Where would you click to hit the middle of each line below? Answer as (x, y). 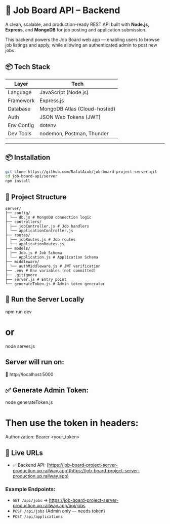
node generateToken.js (29, 402)
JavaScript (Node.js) (64, 92)
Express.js (52, 100)
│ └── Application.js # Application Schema (52, 257)
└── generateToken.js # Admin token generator (55, 284)
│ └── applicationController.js (39, 231)
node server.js (20, 346)
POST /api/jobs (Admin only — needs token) (59, 511)
